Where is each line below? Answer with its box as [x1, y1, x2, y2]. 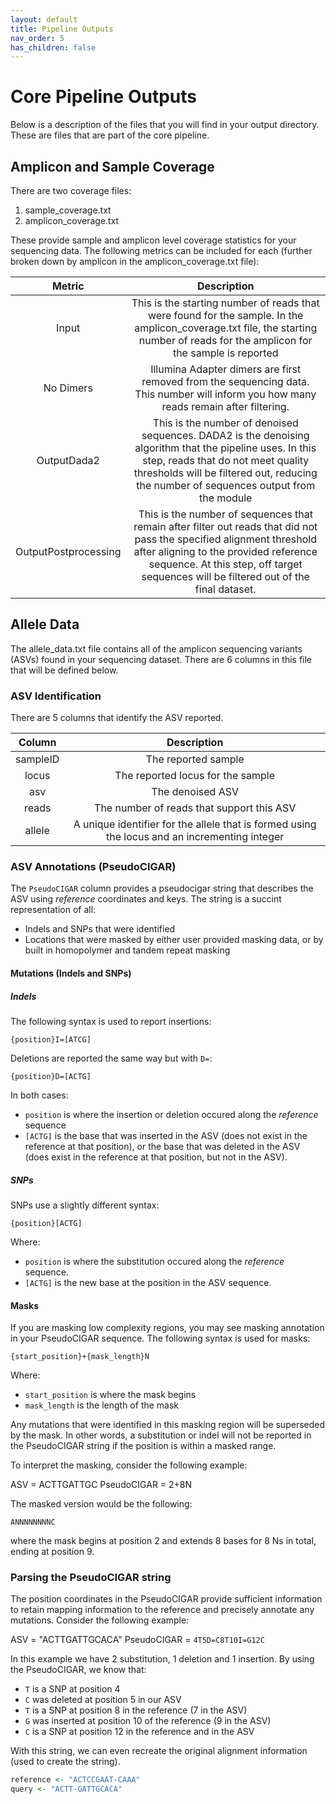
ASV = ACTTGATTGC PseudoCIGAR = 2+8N [10, 1479, 193, 1491]
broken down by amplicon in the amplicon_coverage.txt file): [10, 256, 260, 267]
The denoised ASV [151, 785, 239, 799]
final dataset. [194, 582, 257, 596]
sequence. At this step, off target [148, 557, 303, 571]
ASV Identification [10, 689, 102, 703]
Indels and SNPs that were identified [24, 923, 176, 935]
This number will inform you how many [134, 387, 317, 401]
